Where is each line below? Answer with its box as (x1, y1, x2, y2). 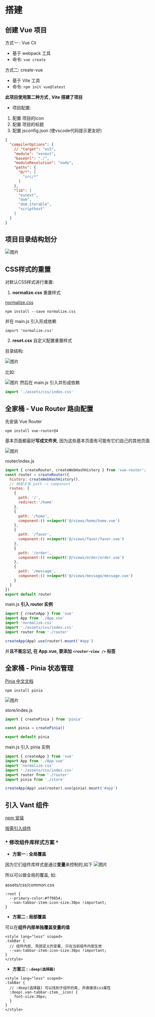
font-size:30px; (14, 994, 48, 999)
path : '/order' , (18, 550, 52, 555)
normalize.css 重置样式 (12, 290, 61, 296)
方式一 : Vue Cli (5, 40, 36, 46)
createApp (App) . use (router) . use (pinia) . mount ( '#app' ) (5, 786, 118, 791)
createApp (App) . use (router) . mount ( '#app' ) (5, 639, 93, 644)
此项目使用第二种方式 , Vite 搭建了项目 (5, 94, 83, 100)
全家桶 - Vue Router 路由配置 (5, 404, 93, 413)
